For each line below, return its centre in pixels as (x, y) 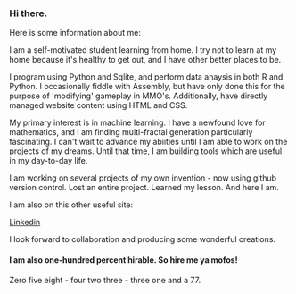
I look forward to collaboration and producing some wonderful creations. (143, 239)
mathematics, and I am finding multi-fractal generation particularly (131, 132)
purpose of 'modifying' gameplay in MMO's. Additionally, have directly (139, 96)
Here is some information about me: (75, 33)
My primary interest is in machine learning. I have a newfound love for (137, 122)
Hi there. (28, 13)
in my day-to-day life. (49, 161)
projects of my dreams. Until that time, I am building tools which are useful (146, 151)
